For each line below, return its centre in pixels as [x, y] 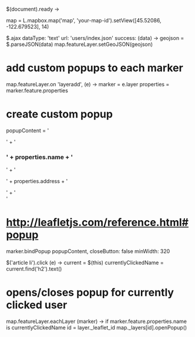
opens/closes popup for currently [90, 293]
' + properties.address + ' [37, 181]
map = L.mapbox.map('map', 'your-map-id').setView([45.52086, [84, 20]
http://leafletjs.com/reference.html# [97, 223]
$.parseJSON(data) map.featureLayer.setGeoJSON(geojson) [80, 44]
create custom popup [60, 114]
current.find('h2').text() [34, 269]
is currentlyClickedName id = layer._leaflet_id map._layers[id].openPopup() [97, 328]
